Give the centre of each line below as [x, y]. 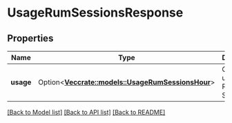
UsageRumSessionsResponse [95, 13]
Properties [30, 38]
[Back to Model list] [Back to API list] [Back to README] [86, 112]
